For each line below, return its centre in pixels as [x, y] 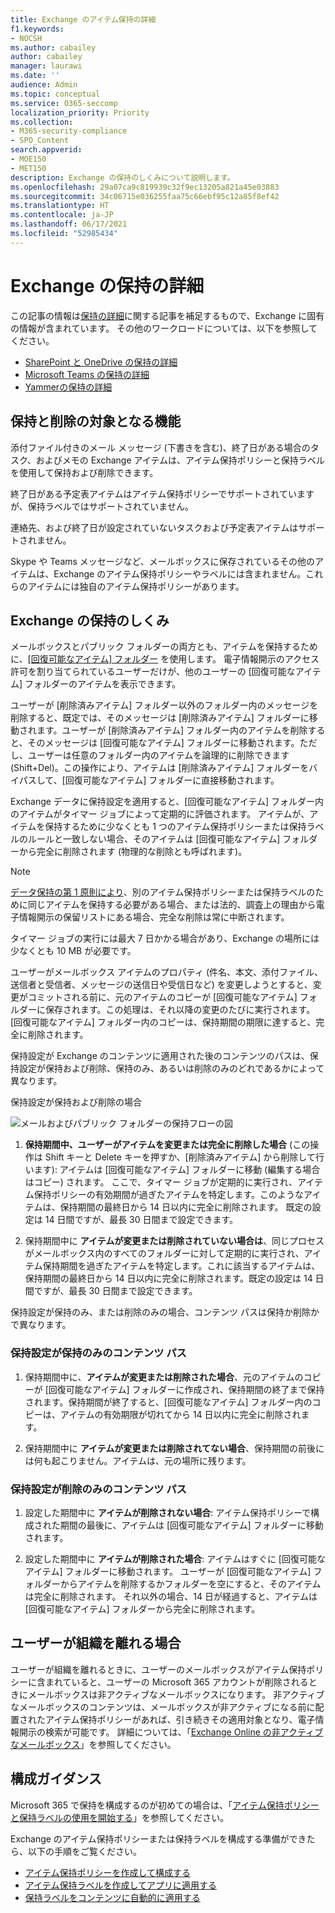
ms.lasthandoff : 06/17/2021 [69, 224]
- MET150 [28, 168]
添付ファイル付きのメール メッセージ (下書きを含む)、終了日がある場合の [160, 447]
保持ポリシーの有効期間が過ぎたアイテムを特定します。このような [168, 1195]
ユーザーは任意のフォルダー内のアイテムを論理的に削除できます [158, 755]
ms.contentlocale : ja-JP [62, 215]
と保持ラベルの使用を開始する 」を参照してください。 [120, 1817]
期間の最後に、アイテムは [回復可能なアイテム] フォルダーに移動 [191, 1525]
